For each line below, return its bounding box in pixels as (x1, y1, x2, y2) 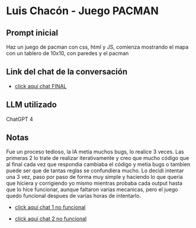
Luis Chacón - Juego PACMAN (6, 4, 159, 18)
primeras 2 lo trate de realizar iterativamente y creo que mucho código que (6, 155, 189, 162)
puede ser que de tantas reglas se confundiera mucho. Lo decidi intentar (6, 167, 184, 174)
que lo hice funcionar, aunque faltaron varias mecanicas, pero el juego (6, 186, 178, 193)
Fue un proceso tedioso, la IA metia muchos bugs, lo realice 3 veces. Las (6, 148, 185, 155)
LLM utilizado (6, 99, 57, 110)
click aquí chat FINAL (14, 82, 67, 89)
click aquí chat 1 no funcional (14, 204, 86, 211)
